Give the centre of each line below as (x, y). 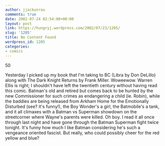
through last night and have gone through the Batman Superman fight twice (82, 122)
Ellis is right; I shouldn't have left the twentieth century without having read (81, 85)
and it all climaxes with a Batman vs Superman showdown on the (71, 111)
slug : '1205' (19, 33)
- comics (14, 51)
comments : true (21, 14)
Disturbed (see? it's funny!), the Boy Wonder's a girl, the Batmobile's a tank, (82, 106)
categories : (17, 47)
